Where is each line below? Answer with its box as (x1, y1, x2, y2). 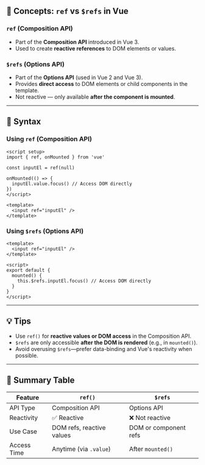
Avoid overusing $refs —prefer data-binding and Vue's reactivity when (15, 345, 192, 352)
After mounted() (129, 444, 173, 453)
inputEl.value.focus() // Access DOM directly (12, 180, 132, 186)
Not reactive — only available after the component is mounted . (15, 93, 176, 101)
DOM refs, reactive (51, 423, 106, 431)
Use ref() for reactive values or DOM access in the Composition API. (15, 332, 192, 339)
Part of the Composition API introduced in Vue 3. (15, 38, 139, 46)
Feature (16, 393, 40, 402)
